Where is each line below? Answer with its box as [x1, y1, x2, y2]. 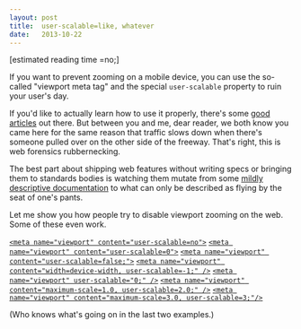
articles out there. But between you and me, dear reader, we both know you [9, 117, 289, 128]
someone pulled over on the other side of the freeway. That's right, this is [9, 136, 281, 148]
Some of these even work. [9, 219, 107, 229]
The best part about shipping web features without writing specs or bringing [9, 163, 292, 175]
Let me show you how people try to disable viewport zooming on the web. [9, 210, 284, 221]
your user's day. [9, 91, 69, 101]
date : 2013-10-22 [9, 30, 83, 39]
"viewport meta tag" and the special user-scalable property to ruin [33, 82, 282, 92]
